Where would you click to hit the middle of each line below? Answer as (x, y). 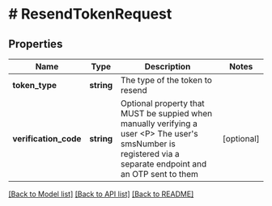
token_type (35, 85)
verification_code (47, 139)
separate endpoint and (164, 164)
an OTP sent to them (159, 174)
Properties (36, 44)
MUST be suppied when (166, 114)
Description (168, 67)
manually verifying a (159, 124)
